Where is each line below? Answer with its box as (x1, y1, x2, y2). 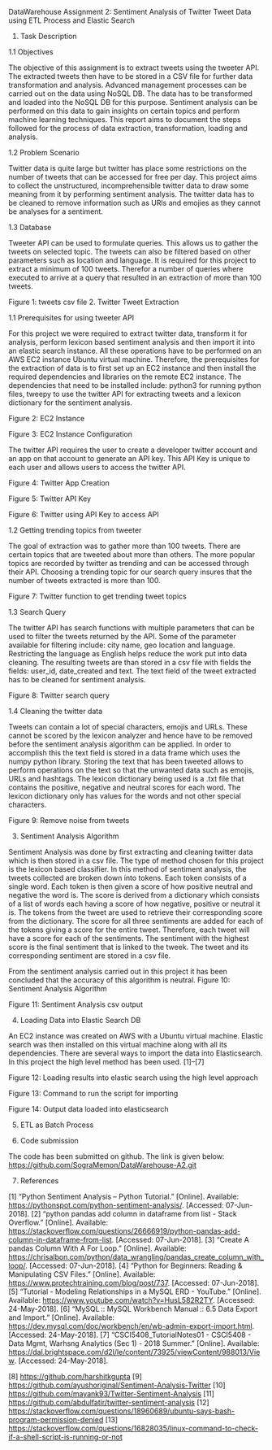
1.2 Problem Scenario (8, 148, 80, 157)
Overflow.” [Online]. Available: (8, 1217, 108, 1227)
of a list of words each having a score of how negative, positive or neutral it (8, 899, 261, 908)
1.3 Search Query (8, 607, 67, 616)
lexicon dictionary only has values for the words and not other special (8, 791, 241, 800)
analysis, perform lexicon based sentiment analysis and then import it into (8, 337, 256, 346)
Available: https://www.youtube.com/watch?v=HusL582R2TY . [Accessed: (8, 1295, 256, 1304)
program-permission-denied (8, 1415, 104, 1424)
